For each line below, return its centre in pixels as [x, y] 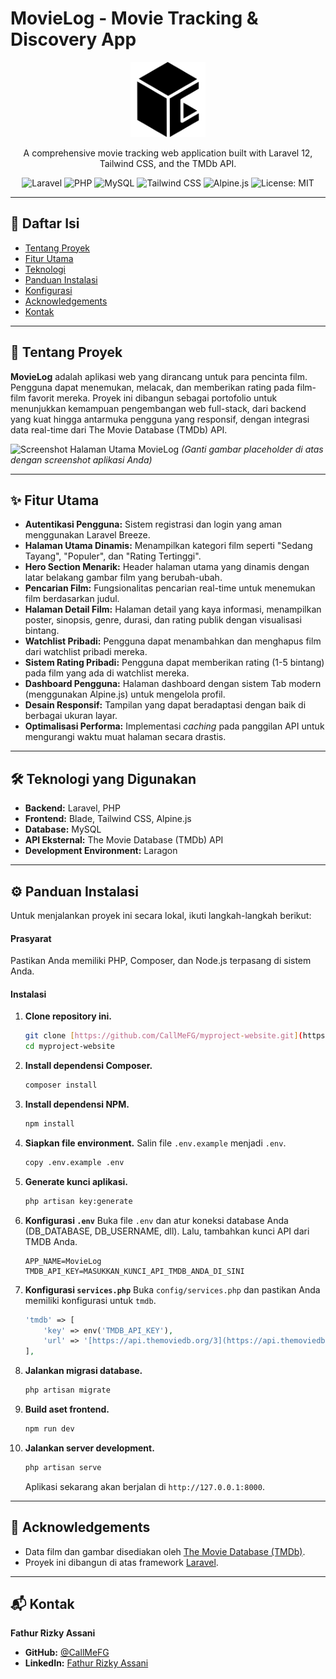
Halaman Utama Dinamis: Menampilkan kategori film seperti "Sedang [168, 546]
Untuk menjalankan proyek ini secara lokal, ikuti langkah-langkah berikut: [161, 915]
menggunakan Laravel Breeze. [87, 535]
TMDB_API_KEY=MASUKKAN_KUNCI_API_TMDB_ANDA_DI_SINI [134, 1271]
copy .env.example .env [74, 1162]
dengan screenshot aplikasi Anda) [81, 459]
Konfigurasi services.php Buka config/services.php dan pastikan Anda [172, 1289]
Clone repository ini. [68, 1016]
